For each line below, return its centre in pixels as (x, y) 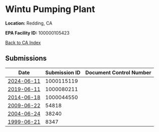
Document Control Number (118, 72)
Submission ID (63, 72)
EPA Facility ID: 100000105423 (37, 33)
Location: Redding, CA (29, 23)
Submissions (26, 58)
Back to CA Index (23, 42)
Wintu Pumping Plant (50, 9)
